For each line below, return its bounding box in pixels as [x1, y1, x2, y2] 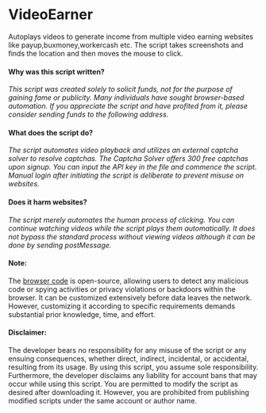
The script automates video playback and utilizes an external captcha [8, 145, 238, 155]
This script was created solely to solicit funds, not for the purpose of [8, 85, 233, 94]
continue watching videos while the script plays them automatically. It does [8, 224, 256, 233]
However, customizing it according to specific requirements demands [8, 301, 236, 311]
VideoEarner [8, 6, 94, 24]
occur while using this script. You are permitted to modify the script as [8, 379, 238, 388]
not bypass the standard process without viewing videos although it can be [8, 231, 256, 241]
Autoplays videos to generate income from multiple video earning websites [8, 32, 254, 41]
